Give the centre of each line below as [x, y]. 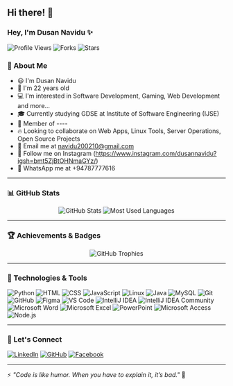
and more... [34, 105]
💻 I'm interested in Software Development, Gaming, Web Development [119, 96]
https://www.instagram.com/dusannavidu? [156, 153]
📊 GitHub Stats [34, 193]
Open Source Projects [49, 139]
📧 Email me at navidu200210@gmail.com [75, 146]
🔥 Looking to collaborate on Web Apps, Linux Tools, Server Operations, [119, 131]
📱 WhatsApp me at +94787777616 [66, 168]
